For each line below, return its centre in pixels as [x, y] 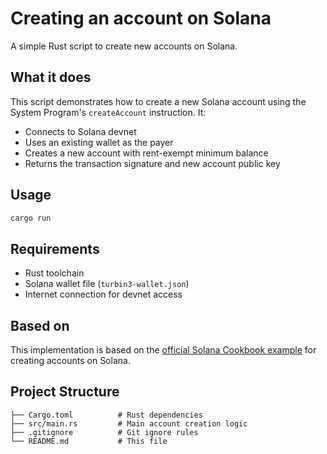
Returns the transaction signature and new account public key [152, 163]
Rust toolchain [54, 273]
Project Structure [65, 392]
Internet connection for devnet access [103, 294]
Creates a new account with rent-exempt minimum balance [146, 153]
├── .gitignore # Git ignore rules [104, 432]
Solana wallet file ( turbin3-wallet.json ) [107, 284]
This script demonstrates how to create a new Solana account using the [158, 101]
